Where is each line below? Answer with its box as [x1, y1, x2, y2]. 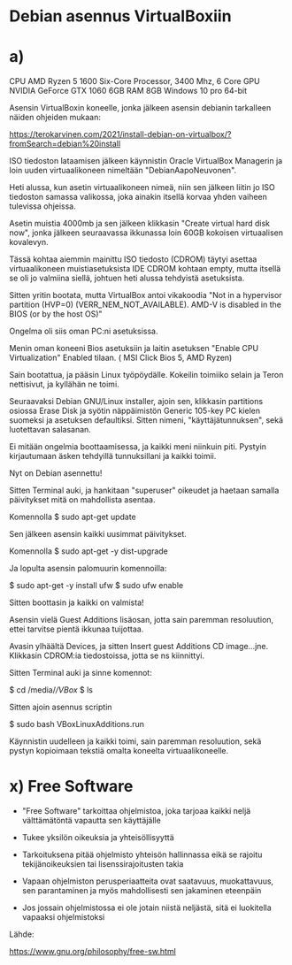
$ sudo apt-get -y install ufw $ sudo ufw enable [9, 580, 184, 591]
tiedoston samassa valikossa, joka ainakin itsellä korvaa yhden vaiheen [9, 192, 268, 203]
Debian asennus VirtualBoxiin [9, 6, 232, 27]
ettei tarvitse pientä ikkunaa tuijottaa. [9, 624, 144, 634]
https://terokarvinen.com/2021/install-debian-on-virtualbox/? [9, 129, 232, 140]
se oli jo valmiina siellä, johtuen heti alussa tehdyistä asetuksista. [9, 272, 245, 284]
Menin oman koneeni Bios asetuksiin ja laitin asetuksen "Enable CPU [9, 343, 259, 354]
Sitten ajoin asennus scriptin [9, 701, 112, 713]
